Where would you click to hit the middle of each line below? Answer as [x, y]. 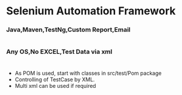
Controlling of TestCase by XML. [55, 79]
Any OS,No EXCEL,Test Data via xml [59, 52]
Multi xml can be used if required [55, 86]
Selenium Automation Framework [91, 11]
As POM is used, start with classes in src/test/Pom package [88, 73]
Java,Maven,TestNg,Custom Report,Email [68, 30]
